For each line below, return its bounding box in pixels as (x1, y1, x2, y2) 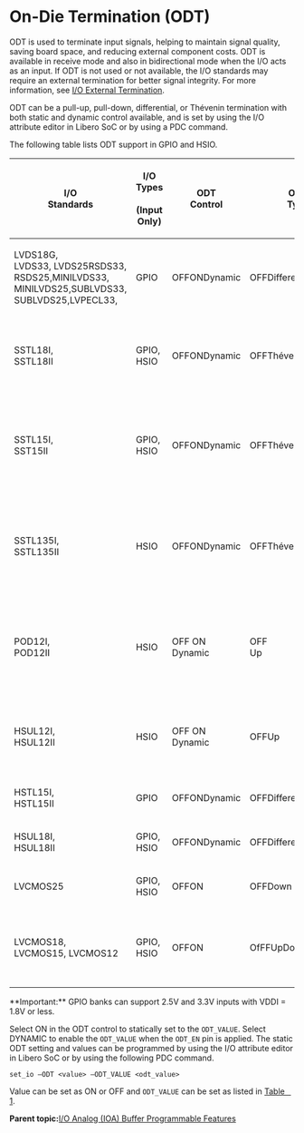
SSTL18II (14, 355, 54, 367)
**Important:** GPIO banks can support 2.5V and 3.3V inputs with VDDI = (9, 996, 287, 1007)
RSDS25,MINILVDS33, (14, 270, 110, 283)
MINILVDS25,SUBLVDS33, (14, 282, 128, 295)
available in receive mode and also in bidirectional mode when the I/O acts (9, 55, 287, 66)
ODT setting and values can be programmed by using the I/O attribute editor (9, 1042, 294, 1053)
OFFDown (249, 880, 292, 893)
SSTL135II (14, 545, 60, 558)
